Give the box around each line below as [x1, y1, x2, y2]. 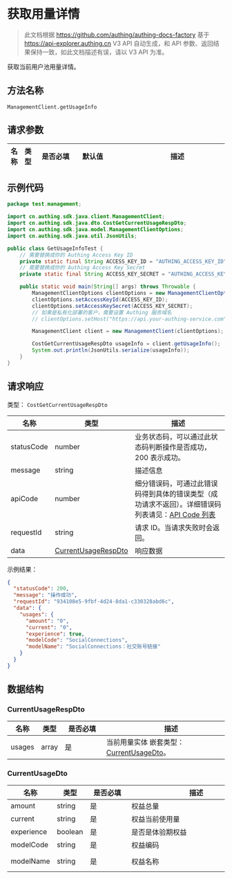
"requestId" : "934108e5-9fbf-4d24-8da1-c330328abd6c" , [13, 598, 175, 606]
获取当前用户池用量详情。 [7, 62, 80, 71]
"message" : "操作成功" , [13, 592, 78, 599]
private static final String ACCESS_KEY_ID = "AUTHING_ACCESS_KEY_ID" [19, 257, 227, 265]
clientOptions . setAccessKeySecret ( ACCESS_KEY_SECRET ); [32, 302, 193, 309]
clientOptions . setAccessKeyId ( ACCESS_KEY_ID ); [32, 296, 168, 303]
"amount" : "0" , [25, 617, 70, 624]
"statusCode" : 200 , [13, 586, 70, 592]
